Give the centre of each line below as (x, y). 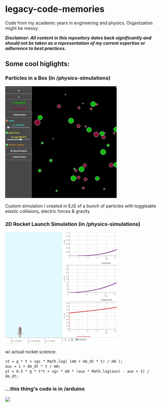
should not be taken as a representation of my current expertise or (75, 43)
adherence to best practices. (36, 48)
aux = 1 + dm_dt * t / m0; (33, 366)
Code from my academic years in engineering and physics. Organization (79, 23)
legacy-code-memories (55, 9)
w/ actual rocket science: (31, 351)
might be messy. (22, 28)
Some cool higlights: (38, 64)
